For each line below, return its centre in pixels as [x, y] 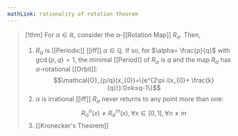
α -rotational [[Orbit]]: [67, 69]
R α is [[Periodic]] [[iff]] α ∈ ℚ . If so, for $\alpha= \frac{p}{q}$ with [133, 52]
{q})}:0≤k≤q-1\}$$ [134, 88]
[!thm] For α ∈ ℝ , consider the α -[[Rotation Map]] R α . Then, [113, 35]
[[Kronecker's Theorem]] [72, 126]
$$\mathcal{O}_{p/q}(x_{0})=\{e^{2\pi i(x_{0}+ [121, 80]
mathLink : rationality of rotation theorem [73, 14]
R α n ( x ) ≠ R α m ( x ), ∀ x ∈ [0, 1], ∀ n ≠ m [134, 113]
